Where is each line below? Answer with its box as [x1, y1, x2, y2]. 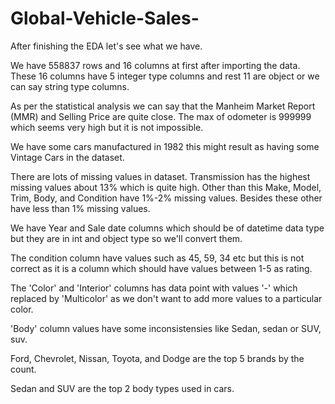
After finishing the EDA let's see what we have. [10, 40, 203, 52]
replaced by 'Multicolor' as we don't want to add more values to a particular [10, 292, 323, 304]
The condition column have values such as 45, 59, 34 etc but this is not [10, 252, 305, 264]
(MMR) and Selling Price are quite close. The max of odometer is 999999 [10, 110, 312, 122]
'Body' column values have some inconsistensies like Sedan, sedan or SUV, [10, 322, 322, 334]
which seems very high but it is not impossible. [10, 121, 204, 133]
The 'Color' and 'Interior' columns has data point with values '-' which [10, 282, 298, 294]
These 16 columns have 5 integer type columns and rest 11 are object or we [10, 70, 320, 82]
